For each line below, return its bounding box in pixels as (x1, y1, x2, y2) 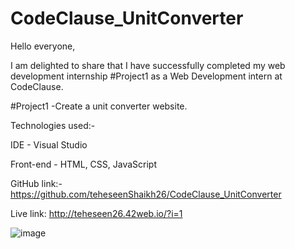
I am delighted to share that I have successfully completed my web (10, 59, 286, 71)
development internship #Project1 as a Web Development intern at (10, 70, 283, 82)
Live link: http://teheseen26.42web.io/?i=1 (10, 207, 183, 219)
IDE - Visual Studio (10, 138, 88, 151)
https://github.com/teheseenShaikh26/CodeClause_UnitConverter (10, 188, 282, 200)
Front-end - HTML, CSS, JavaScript (10, 158, 158, 170)
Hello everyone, (10, 40, 76, 52)
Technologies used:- (10, 119, 96, 131)
